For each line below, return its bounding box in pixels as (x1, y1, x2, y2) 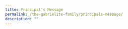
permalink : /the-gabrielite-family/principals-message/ (5, 12, 123, 17)
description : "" (5, 16, 39, 21)
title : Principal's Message (5, 7, 64, 12)
